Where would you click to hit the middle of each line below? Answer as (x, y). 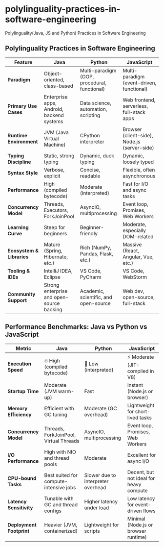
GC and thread (61, 504)
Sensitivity (20, 507)
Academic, (92, 291)
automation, (93, 109)
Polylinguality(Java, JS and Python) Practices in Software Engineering (75, 33)
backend (54, 115)
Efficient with (59, 408)
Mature (52, 245)
